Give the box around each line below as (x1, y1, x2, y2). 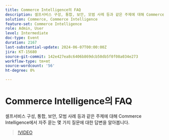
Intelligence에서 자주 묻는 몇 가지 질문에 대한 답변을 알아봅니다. (5, 119, 130, 125)
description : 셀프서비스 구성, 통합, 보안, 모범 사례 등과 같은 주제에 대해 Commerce (5, 12, 164, 17)
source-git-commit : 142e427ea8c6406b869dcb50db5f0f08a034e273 (5, 54, 138, 59)
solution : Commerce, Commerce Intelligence (5, 17, 98, 22)
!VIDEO (17, 129, 33, 135)
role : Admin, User (5, 26, 44, 31)
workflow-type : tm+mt (5, 59, 51, 64)
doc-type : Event (5, 36, 39, 41)
